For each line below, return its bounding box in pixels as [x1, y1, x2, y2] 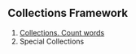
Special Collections [19, 36, 85, 46]
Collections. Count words [19, 27, 105, 37]
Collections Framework [7, 6, 128, 20]
